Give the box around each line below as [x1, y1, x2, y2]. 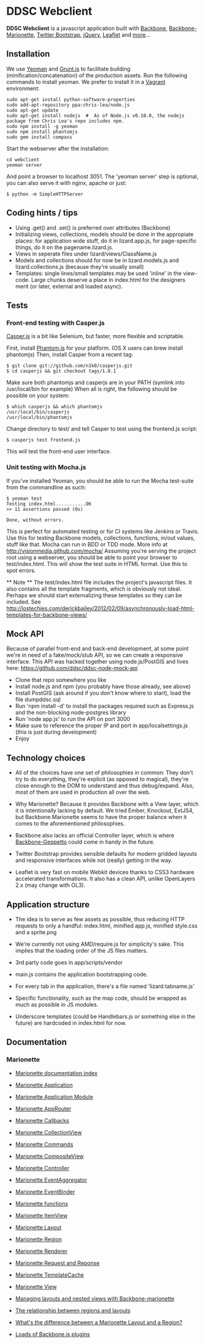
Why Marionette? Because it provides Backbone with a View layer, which [15, 801, 199, 808]
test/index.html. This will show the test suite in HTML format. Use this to [6, 560, 188, 567]
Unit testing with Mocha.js [6, 463, 87, 472]
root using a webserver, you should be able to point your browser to [6, 553, 177, 561]
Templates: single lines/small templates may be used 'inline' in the [15, 270, 182, 277]
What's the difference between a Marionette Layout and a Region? [15, 1318, 182, 1326]
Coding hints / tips [6, 208, 78, 218]
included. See [6, 598, 41, 605]
